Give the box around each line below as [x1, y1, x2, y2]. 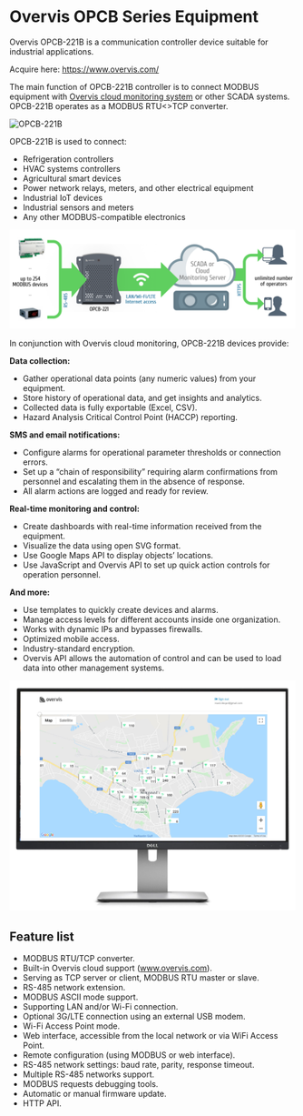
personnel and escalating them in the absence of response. [22, 476, 245, 488]
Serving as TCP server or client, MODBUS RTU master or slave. [22, 972, 260, 983]
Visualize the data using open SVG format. [22, 540, 181, 551]
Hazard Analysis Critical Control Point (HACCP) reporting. [22, 412, 239, 423]
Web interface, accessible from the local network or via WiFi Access [22, 1031, 279, 1041]
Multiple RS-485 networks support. [22, 1069, 155, 1080]
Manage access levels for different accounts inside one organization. [22, 614, 281, 625]
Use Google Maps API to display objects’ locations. [22, 550, 214, 561]
